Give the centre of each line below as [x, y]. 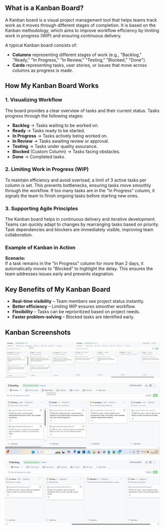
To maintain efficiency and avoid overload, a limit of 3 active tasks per [76, 180]
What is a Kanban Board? [44, 8]
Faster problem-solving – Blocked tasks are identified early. [73, 317]
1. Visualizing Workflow [34, 100]
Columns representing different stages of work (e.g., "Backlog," [77, 55]
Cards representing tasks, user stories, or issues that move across [80, 65]
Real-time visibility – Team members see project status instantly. [78, 301]
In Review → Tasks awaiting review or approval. [61, 141]
